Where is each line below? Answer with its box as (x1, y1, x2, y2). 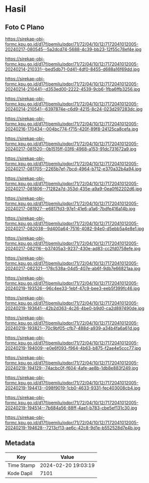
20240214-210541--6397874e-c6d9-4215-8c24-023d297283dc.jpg (5, 106, 143, 112)
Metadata (5, 439, 35, 447)
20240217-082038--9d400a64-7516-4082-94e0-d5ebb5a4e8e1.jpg (5, 226, 144, 231)
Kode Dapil (7, 470, 33, 477)
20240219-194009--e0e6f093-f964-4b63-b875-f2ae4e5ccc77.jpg (5, 345, 141, 351)
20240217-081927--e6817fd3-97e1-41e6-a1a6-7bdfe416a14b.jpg (5, 206, 136, 211)
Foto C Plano (5, 23, 44, 31)
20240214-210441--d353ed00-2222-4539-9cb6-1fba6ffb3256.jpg (5, 86, 140, 92)
